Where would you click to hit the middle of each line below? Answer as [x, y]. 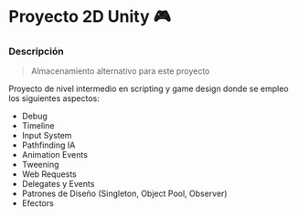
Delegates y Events [58, 184]
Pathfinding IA [48, 145]
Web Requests [49, 174]
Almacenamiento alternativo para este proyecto [120, 71]
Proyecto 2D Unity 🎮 [90, 17]
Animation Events [55, 155]
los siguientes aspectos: [54, 98]
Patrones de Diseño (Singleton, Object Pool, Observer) [124, 194]
